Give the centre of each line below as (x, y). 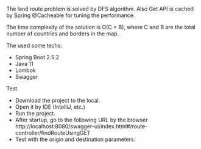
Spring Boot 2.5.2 (37, 57)
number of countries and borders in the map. (63, 34)
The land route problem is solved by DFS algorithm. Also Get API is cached (100, 9)
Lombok (26, 70)
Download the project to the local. (58, 100)
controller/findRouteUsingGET (53, 133)
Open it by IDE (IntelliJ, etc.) (50, 107)
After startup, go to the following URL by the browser (81, 120)
